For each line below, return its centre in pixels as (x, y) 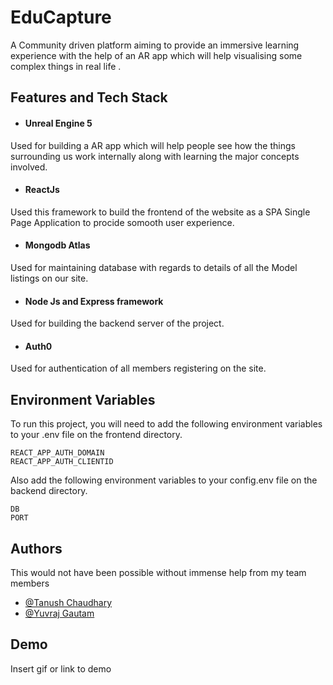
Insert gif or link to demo (61, 668)
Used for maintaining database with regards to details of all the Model (154, 267)
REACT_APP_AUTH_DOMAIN (57, 453)
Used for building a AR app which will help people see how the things (153, 145)
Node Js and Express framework (94, 301)
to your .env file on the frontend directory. (96, 435)
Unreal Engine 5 (58, 123)
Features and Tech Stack (89, 97)
